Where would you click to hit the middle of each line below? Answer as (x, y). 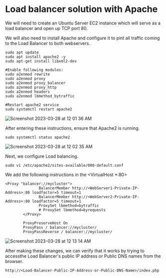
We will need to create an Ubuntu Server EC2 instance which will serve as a (83, 23)
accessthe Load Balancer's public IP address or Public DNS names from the (83, 256)
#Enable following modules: (34, 70)
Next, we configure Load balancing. (42, 156)
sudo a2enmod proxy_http (31, 87)
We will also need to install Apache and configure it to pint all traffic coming (83, 38)
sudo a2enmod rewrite (28, 74)
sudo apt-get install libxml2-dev (41, 61)
